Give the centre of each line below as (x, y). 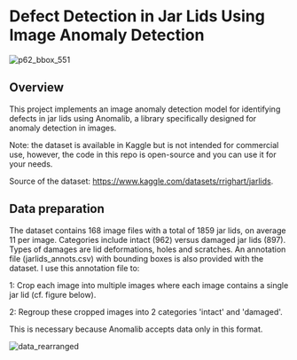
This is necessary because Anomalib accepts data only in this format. (136, 329)
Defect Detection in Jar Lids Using (137, 16)
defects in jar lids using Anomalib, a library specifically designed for (133, 118)
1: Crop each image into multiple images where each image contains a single (149, 285)
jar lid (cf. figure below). (53, 294)
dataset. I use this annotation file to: (74, 268)
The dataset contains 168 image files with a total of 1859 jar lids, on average (148, 230)
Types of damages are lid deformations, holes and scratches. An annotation (148, 249)
